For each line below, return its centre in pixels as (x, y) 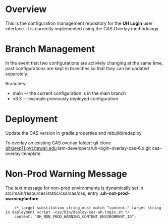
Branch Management (50, 49)
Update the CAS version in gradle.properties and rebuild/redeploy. (74, 133)
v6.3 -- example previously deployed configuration (65, 98)
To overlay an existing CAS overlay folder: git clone (58, 143)
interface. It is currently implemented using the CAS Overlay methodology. (82, 28)
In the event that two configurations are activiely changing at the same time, (84, 63)
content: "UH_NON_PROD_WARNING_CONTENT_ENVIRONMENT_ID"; (75, 216)
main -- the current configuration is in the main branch (69, 93)
